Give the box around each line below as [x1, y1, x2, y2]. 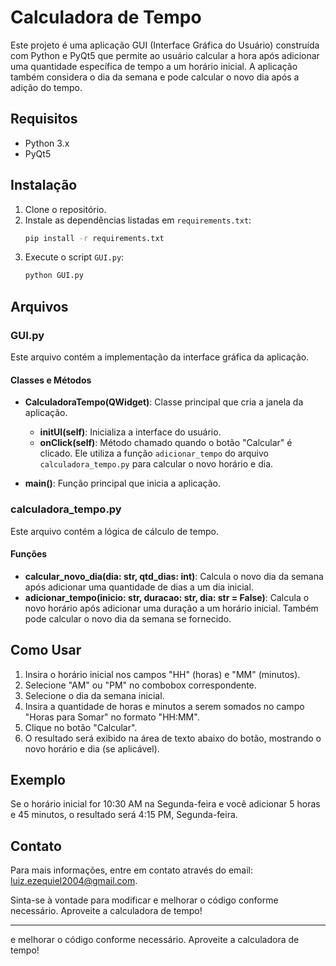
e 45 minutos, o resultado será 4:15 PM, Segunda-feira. [10, 809, 238, 821]
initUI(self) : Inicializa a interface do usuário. [39, 426, 222, 438]
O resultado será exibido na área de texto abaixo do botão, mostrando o [24, 732, 322, 744]
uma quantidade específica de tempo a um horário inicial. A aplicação [10, 60, 298, 72]
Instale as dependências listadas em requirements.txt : [24, 214, 252, 226]
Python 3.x [24, 137, 70, 149]
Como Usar [10, 642, 82, 659]
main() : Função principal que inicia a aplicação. [24, 477, 221, 490]
